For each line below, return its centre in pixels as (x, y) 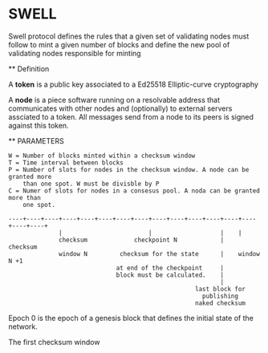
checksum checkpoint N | (142, 240)
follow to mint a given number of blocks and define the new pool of (119, 44)
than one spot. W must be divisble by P (91, 184)
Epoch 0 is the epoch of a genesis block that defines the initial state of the (131, 318)
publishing (220, 296)
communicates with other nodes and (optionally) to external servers (120, 108)
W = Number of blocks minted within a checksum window (102, 156)
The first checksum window (54, 342)
